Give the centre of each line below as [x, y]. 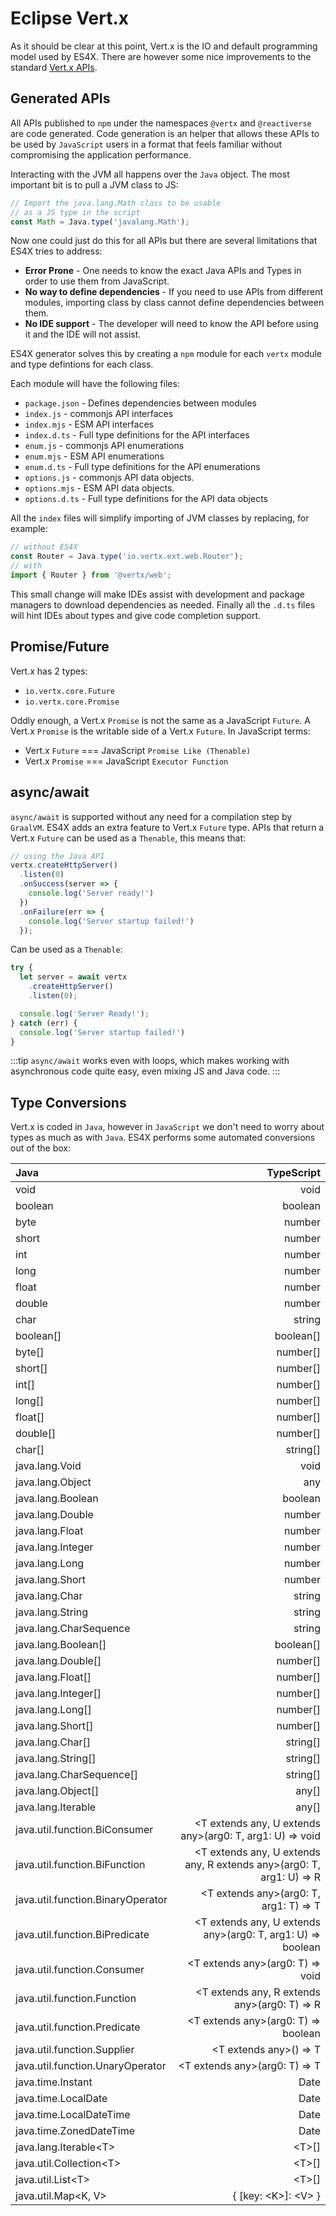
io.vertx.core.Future [69, 691]
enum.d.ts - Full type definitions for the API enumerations [142, 467]
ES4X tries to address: [56, 251]
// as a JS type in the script [75, 212]
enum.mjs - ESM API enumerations [94, 456]
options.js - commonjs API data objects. [109, 478]
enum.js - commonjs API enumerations [104, 446]
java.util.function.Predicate [78, 2027]
